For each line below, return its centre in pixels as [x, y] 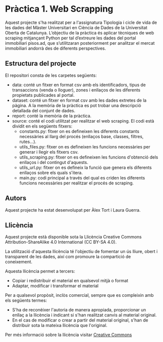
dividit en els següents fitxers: [42, 126]
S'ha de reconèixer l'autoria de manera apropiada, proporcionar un [79, 310]
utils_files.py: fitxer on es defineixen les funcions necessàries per [85, 146]
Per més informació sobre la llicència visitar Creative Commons [69, 335]
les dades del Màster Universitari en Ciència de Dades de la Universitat [76, 27]
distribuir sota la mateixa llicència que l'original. [60, 325]
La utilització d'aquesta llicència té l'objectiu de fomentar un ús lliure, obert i [81, 252]
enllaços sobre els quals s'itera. [51, 172]
